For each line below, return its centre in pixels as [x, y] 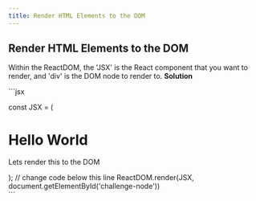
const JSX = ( [31, 107]
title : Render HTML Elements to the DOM [77, 16]
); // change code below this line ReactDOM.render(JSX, [101, 178]
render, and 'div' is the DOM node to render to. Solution [101, 76]
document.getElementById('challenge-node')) [84, 187]
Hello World [48, 139]
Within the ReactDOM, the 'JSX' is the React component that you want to [128, 68]
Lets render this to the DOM [54, 162]
